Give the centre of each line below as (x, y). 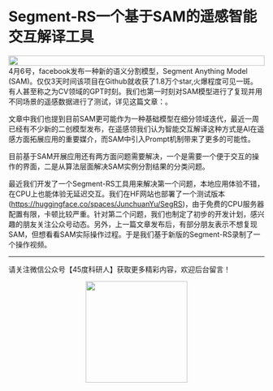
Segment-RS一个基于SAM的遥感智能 (133, 17)
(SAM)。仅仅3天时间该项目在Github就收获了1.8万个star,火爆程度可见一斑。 (133, 81)
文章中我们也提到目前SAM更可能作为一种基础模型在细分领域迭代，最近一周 (134, 118)
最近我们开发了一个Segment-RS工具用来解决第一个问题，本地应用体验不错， (136, 183)
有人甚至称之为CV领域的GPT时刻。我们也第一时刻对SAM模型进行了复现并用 (135, 91)
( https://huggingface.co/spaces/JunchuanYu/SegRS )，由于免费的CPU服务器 (136, 204)
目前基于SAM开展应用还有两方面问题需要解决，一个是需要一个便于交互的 (130, 156)
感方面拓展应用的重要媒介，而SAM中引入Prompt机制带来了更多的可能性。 (132, 139)
